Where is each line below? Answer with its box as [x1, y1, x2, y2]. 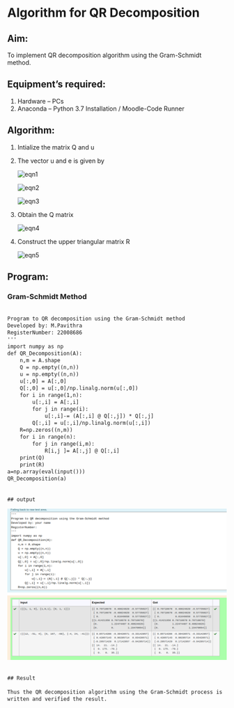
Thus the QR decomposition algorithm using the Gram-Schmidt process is [7, 689, 223, 695]
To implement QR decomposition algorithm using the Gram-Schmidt [7, 51, 202, 59]
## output [7, 496, 36, 504]
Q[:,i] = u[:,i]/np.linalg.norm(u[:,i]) [32, 419, 151, 427]
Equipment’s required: [7, 79, 106, 90]
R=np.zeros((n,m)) [19, 426, 73, 434]
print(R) [19, 461, 45, 469]
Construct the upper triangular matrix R [17, 237, 130, 246]
